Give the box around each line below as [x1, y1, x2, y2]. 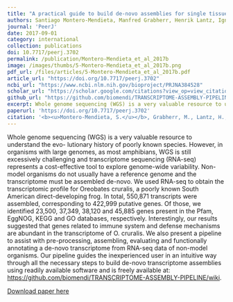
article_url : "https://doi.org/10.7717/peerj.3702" [7, 74, 159, 82]
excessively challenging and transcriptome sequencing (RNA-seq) [7, 154, 196, 164]
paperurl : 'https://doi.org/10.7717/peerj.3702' [7, 107, 150, 114]
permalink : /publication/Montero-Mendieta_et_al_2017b [7, 56, 169, 63]
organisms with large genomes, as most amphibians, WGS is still [7, 148, 191, 156]
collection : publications [7, 42, 82, 49]
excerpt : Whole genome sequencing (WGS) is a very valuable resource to [7, 101, 222, 108]
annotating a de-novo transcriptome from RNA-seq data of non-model [7, 244, 208, 252]
